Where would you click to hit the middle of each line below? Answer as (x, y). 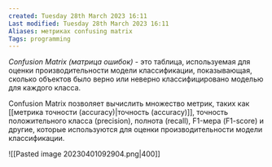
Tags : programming (39, 39)
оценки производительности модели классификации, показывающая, (130, 71)
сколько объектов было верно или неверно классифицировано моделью (136, 79)
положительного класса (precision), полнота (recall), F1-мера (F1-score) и (136, 121)
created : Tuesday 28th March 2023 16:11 (78, 16)
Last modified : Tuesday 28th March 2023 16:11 (89, 24)
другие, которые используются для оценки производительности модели (136, 130)
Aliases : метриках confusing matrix (70, 31)
